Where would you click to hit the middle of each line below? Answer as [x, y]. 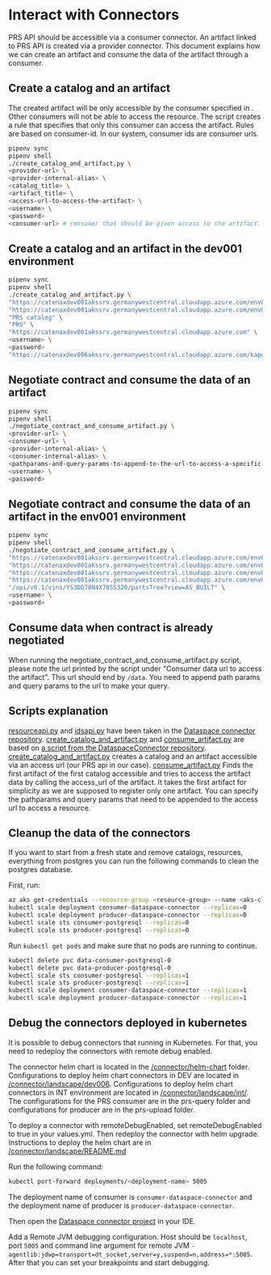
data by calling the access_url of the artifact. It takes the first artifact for [128, 782]
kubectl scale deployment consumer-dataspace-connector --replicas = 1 [128, 991]
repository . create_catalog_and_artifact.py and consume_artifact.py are [126, 739]
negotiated [36, 641]
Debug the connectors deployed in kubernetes [128, 1023]
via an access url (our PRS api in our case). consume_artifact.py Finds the [131, 765]
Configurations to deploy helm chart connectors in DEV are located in [124, 1075]
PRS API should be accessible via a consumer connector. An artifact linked [132, 37]
